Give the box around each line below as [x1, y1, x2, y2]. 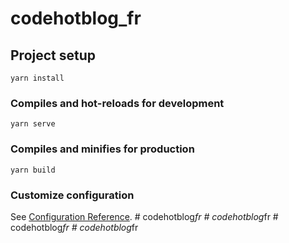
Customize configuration [10, 188, 135, 202]
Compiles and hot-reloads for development [10, 96, 225, 110]
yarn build [10, 165, 56, 175]
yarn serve [10, 119, 56, 129]
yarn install [10, 73, 65, 83]
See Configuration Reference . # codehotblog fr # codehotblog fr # [10, 210, 279, 222]
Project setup [10, 47, 97, 64]
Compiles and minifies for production [10, 142, 195, 156]
